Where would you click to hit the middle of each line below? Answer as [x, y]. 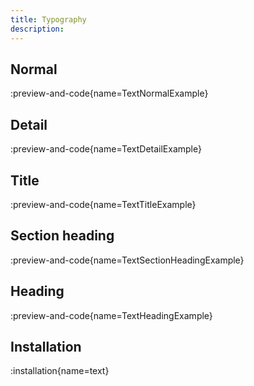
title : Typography [48, 19]
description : [37, 29]
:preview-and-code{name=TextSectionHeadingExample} [127, 260]
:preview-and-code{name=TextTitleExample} [103, 204]
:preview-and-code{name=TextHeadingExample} [111, 315]
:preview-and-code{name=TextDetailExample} [106, 149]
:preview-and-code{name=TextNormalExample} [109, 93]
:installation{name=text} [60, 371]
